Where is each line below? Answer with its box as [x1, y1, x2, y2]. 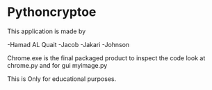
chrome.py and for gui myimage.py [7, 61, 108, 69]
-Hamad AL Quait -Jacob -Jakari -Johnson [7, 40, 130, 48]
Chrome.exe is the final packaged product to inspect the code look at [7, 53, 206, 62]
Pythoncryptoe [7, 4, 97, 20]
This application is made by [7, 27, 86, 35]
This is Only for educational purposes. [7, 74, 117, 83]
